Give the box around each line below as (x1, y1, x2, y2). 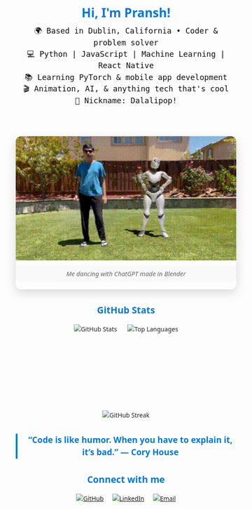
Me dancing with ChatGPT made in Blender (66, 270, 186, 279)
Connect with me (87, 473, 165, 487)
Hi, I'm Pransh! (81, 4, 171, 22)
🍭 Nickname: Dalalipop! (74, 95, 178, 105)
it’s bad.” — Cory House (81, 446, 179, 458)
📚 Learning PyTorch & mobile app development (24, 72, 227, 82)
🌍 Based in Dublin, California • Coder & (34, 26, 218, 36)
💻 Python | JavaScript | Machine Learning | (27, 49, 225, 59)
